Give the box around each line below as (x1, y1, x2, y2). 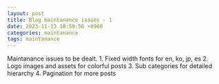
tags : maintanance (7, 36, 60, 43)
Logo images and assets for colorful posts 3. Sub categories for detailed (7, 62, 213, 70)
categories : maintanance (7, 29, 79, 36)
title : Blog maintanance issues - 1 (7, 17, 112, 23)
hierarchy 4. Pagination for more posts (7, 70, 116, 78)
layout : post (7, 10, 45, 17)
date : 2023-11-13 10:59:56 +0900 (7, 23, 103, 30)
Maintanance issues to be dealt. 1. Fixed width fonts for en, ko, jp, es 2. (7, 54, 209, 63)
